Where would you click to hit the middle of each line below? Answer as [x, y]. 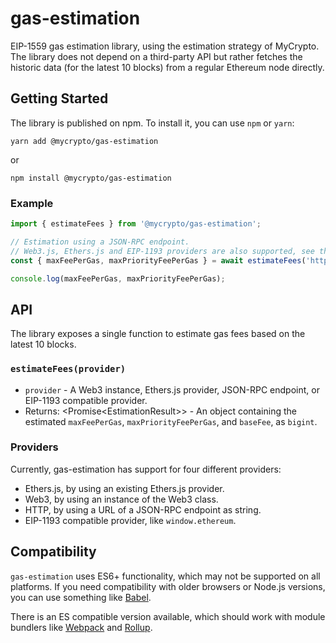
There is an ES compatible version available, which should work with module [168, 616]
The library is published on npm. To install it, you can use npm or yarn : [152, 123]
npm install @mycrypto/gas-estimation [91, 178]
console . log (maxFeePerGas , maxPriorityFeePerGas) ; [118, 278]
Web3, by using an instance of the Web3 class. [121, 499]
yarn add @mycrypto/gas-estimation [84, 141]
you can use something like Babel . [81, 597]
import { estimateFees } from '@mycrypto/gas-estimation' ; [136, 224]
